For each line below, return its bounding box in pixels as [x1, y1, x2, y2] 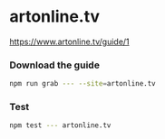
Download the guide [9, 59, 100, 71]
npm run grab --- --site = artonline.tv [9, 79, 156, 88]
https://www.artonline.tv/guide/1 [9, 36, 130, 47]
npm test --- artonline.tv [9, 121, 112, 130]
